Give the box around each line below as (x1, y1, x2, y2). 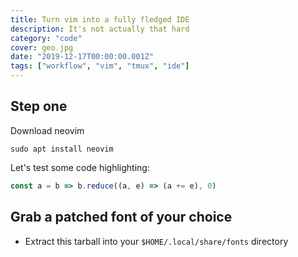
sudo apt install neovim (10, 144, 114, 154)
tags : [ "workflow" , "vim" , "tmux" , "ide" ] (10, 61, 190, 71)
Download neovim (10, 124, 85, 136)
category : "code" (10, 33, 83, 43)
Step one (10, 98, 68, 115)
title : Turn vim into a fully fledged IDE (10, 14, 190, 25)
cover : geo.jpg (10, 42, 74, 53)
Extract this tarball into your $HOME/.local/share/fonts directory (24, 235, 289, 247)
